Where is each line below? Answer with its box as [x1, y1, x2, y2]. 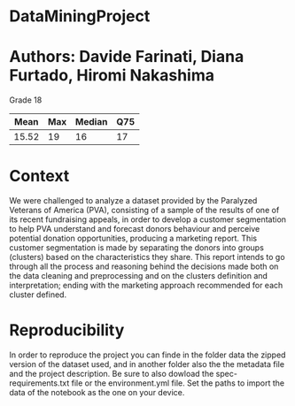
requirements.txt [9, 378, 70, 388]
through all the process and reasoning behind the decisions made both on [9, 261, 279, 272]
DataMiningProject [9, 6, 151, 27]
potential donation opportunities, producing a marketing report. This [9, 233, 258, 244]
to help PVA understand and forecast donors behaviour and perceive [9, 224, 260, 234]
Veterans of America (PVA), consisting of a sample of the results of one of [9, 205, 280, 216]
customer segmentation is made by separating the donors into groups [9, 242, 264, 253]
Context [9, 166, 70, 187]
